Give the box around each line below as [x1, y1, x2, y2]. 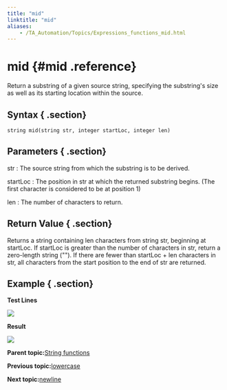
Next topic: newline [7, 376, 62, 384]
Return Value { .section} [7, 218, 113, 230]
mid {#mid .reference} [7, 59, 137, 74]
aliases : [7, 23, 32, 30]
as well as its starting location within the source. [7, 89, 143, 97]
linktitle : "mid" [7, 17, 57, 23]
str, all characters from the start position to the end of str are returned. [7, 258, 206, 266]
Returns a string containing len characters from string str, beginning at [7, 236, 206, 244]
